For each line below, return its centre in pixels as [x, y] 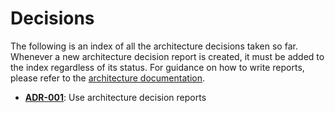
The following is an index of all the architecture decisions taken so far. [154, 46]
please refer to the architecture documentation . [107, 78]
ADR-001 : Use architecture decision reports [115, 97]
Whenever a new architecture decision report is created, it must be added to [167, 56]
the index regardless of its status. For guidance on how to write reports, [157, 67]
